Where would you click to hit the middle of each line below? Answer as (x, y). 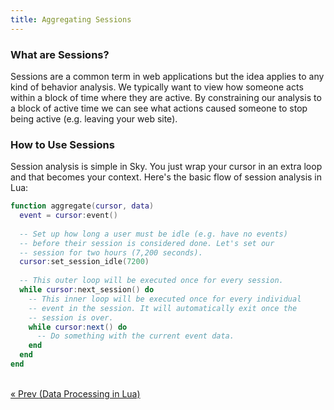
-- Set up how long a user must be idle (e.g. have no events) (153, 234)
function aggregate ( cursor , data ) (82, 206)
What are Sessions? (60, 54)
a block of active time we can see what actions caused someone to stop (159, 108)
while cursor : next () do (78, 327)
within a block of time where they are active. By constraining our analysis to (166, 97)
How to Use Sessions (62, 144)
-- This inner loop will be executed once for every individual (165, 299)
